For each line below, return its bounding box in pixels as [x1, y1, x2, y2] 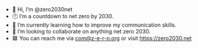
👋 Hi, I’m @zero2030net [12, 6, 73, 13]
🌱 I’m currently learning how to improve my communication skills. [12, 21, 177, 29]
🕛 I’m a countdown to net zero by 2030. [12, 13, 114, 19]
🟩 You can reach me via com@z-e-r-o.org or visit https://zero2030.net [12, 35, 192, 42]
